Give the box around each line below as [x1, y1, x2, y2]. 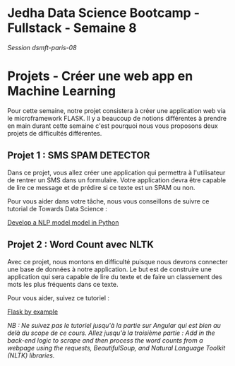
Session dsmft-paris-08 [7, 43, 77, 52]
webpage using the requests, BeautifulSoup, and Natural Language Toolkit [7, 343, 226, 352]
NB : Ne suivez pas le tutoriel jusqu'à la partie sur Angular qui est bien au [7, 321, 221, 329]
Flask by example [7, 307, 59, 316]
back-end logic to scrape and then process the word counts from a [7, 336, 203, 344]
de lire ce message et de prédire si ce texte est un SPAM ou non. [7, 183, 195, 191]
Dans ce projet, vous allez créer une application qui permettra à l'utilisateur [7, 168, 226, 177]
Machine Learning [7, 83, 116, 100]
